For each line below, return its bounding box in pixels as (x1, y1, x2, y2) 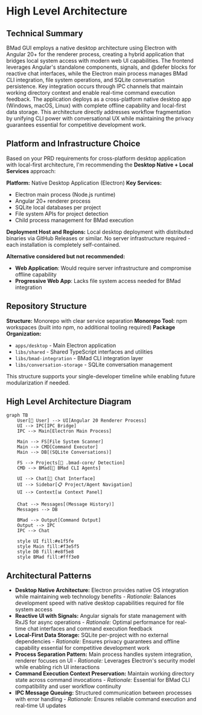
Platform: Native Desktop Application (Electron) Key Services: (6, 179, 162, 186)
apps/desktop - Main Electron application (14, 342, 116, 349)
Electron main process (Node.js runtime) (14, 191, 116, 198)
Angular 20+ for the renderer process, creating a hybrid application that (6, 51, 185, 58)
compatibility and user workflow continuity (14, 683, 122, 690)
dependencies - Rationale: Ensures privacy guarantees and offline (14, 638, 180, 645)
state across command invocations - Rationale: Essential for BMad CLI (14, 676, 190, 684)
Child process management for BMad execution (14, 216, 134, 224)
